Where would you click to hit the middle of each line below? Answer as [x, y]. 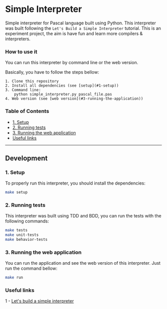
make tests [16, 230]
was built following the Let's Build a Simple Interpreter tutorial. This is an [83, 28]
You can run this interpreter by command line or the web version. [72, 63]
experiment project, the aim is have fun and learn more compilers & [74, 33]
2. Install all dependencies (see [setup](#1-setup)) [62, 86]
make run [14, 278]
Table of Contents [27, 111]
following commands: [27, 221]
